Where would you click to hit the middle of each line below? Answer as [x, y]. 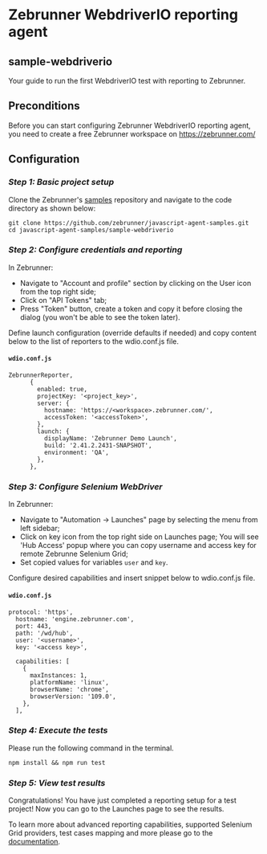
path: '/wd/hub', [44, 633]
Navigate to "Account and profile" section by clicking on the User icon [136, 283]
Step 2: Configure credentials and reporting [95, 250]
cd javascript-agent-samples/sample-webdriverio [91, 230]
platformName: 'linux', [69, 682]
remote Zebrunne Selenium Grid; [74, 554]
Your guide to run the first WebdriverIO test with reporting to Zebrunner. [127, 81]
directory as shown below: [52, 208]
